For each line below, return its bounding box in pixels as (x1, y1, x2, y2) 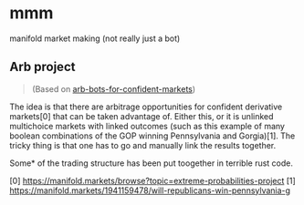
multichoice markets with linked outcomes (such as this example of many (9, 120, 286, 131)
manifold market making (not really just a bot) (9, 33, 181, 44)
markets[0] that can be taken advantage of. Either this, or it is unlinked (9, 110, 274, 121)
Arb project (9, 59, 76, 75)
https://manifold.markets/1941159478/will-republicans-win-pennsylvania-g (9, 185, 290, 196)
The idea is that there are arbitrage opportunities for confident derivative (9, 101, 283, 112)
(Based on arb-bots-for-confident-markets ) (31, 83, 196, 94)
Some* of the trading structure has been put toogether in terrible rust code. (9, 158, 294, 169)
